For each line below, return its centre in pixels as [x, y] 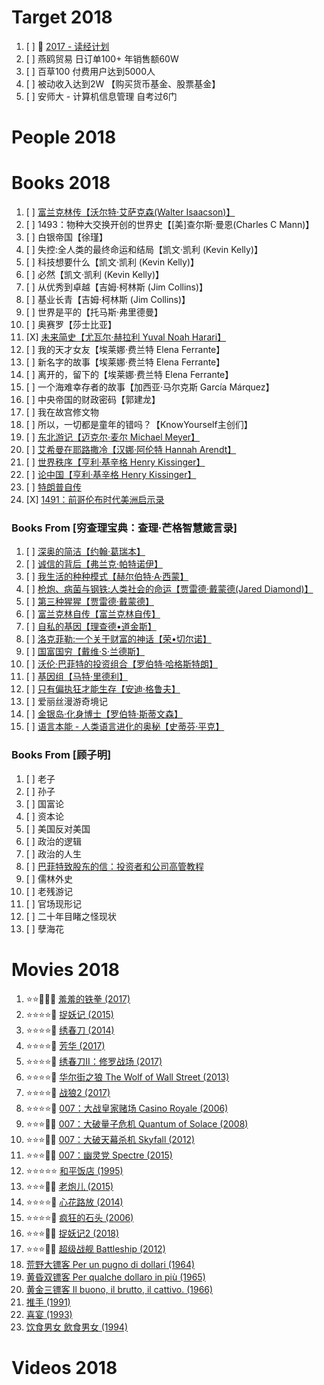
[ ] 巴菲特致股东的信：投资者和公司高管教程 [114, 866]
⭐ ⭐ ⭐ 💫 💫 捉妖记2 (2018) [72, 1233]
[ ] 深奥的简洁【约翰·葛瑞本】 [85, 552]
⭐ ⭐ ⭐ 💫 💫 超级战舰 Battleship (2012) [95, 1248]
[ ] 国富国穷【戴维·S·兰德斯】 [85, 652]
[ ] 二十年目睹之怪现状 [71, 916]
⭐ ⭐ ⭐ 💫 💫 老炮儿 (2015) [69, 1186]
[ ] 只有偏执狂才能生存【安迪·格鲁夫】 [103, 689]
